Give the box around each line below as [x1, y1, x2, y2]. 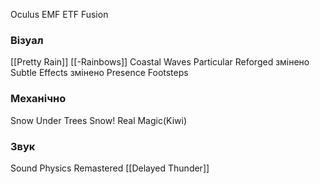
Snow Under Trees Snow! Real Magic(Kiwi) [10, 114, 188, 126]
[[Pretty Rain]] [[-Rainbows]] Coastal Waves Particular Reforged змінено [10, 56, 310, 68]
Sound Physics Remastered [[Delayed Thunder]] [10, 162, 210, 174]
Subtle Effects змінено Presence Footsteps [10, 67, 189, 79]
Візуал [10, 33, 44, 47]
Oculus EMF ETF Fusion [10, 9, 109, 20]
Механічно [10, 92, 67, 106]
